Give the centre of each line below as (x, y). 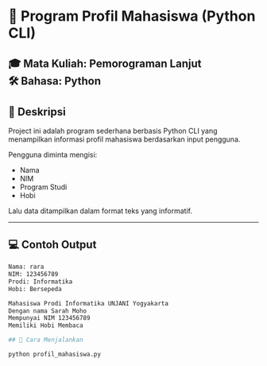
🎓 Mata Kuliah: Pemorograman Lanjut (105, 63)
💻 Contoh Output (52, 245)
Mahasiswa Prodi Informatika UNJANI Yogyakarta (89, 303)
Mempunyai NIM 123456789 (49, 318)
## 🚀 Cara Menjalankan (46, 340)
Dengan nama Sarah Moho (48, 311)
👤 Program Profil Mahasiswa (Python (132, 16)
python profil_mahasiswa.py (55, 354)
